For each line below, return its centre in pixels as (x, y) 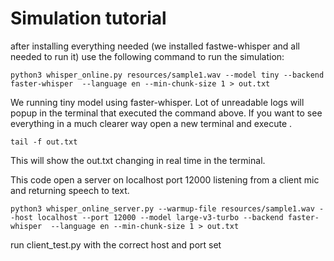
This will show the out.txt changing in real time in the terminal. (138, 160)
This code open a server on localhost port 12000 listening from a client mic (165, 179)
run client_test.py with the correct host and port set (116, 244)
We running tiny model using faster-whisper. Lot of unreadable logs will (157, 102)
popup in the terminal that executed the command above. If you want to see (166, 113)
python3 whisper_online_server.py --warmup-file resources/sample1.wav (162, 208)
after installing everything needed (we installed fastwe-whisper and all (155, 46)
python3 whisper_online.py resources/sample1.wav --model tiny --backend (167, 75)
